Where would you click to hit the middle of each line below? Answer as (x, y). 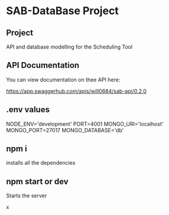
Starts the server (27, 196)
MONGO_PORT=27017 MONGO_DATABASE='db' (65, 130)
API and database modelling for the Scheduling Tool (69, 47)
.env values (28, 110)
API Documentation (43, 65)
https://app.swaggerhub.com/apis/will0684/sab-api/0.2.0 (76, 91)
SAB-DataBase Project (63, 11)
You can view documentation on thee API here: (63, 79)
